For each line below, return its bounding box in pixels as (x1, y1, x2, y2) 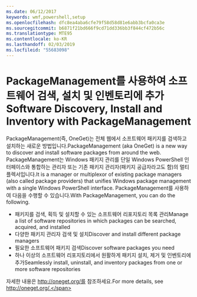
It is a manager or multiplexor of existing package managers (36, 171, 182, 178)
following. (6, 198, 30, 205)
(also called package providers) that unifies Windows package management (6, 177, 192, 184)
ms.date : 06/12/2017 (6, 8, 57, 15)
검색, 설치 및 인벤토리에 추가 (37, 89, 165, 102)
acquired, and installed (14, 223, 71, 230)
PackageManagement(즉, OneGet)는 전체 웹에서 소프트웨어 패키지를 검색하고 (6, 135, 187, 142)
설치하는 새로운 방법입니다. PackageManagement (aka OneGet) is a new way (6, 142, 188, 149)
